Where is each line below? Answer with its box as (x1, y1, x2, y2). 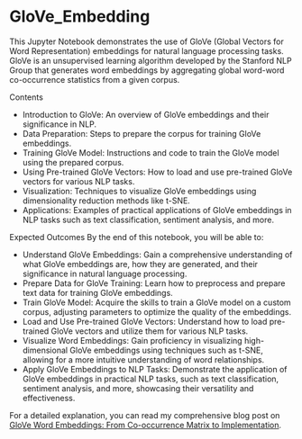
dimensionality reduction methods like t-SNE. (22, 195, 191, 206)
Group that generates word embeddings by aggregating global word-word (9, 65, 285, 76)
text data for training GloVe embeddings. (22, 287, 173, 298)
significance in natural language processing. (22, 268, 188, 279)
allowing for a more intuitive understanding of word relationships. (22, 354, 265, 365)
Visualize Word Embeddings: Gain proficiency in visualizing (22, 335, 243, 345)
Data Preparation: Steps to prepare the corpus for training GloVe (22, 128, 261, 139)
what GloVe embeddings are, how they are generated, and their (22, 258, 259, 269)
